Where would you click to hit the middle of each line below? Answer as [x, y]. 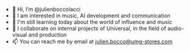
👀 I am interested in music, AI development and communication [91, 16]
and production [47, 35]
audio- [176, 28]
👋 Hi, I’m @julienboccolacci [46, 9]
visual [19, 35]
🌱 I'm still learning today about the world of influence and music [92, 22]
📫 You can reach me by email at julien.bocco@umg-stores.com [92, 41]
